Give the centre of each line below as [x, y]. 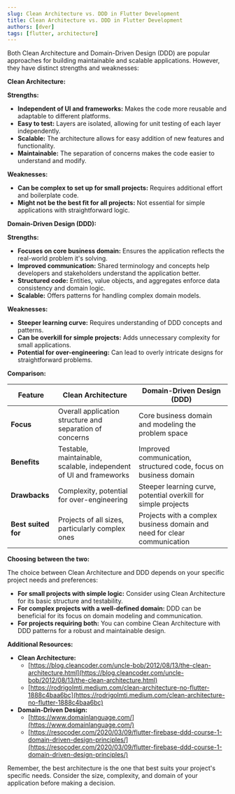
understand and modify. [52, 161]
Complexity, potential [93, 491]
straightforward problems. [55, 360]
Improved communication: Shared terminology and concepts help [113, 266]
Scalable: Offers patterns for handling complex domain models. [109, 295]
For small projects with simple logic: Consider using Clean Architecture [121, 594]
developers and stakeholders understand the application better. [109, 273]
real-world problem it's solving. [63, 258]
